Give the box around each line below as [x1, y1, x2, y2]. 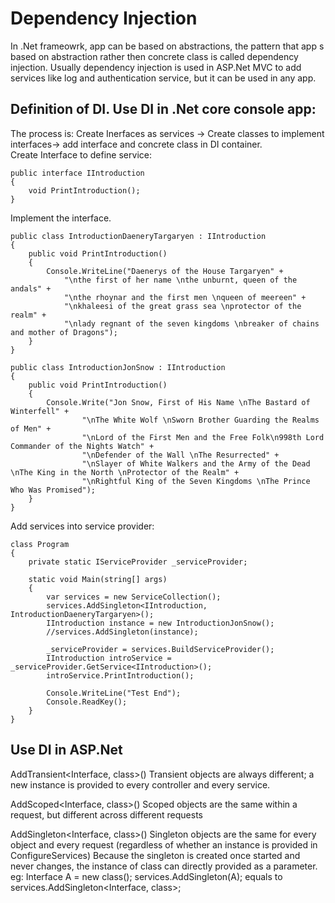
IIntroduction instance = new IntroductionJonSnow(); [46, 618, 275, 628]
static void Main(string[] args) [28, 574, 168, 584]
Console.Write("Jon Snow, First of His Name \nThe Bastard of [46, 397, 311, 407]
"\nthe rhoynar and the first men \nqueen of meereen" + [63, 292, 307, 302]
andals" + [10, 283, 52, 294]
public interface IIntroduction [10, 168, 145, 178]
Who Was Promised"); [10, 485, 97, 495]
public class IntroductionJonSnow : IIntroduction [10, 362, 226, 372]
